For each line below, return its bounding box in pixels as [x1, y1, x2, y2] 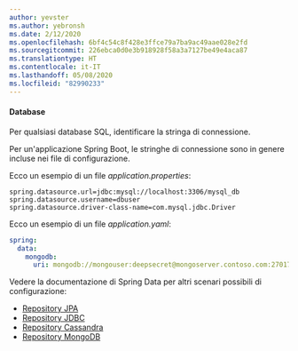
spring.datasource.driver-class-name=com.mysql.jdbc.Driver [9, 203, 237, 211]
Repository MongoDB [21, 331, 101, 342]
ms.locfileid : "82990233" [9, 79, 105, 88]
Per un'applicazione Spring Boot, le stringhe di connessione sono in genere [9, 143, 286, 154]
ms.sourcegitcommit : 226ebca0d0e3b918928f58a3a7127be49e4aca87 [9, 46, 248, 55]
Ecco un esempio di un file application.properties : [9, 170, 192, 180]
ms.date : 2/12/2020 [9, 29, 82, 38]
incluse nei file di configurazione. [9, 153, 130, 164]
